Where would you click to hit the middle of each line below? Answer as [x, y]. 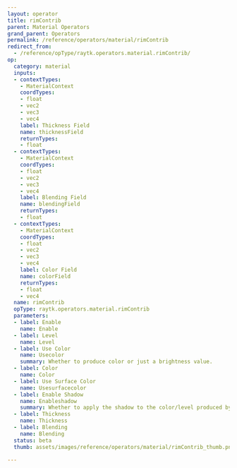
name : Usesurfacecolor [53, 388]
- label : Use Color [42, 349]
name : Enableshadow [49, 401]
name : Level [37, 342]
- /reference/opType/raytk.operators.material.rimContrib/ [102, 54]
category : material [42, 66]
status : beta [33, 440]
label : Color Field [49, 270]
